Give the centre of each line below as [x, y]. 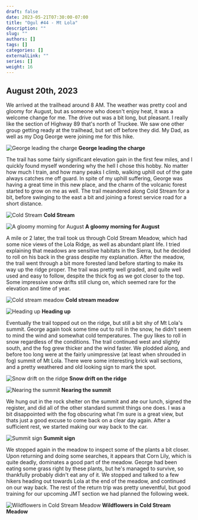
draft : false [22, 12]
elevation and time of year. [38, 289]
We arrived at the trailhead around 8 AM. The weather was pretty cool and [97, 105]
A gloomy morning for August [122, 226]
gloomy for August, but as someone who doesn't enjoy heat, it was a [90, 111]
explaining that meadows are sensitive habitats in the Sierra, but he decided [98, 251]
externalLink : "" [27, 56]
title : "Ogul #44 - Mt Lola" [42, 23]
